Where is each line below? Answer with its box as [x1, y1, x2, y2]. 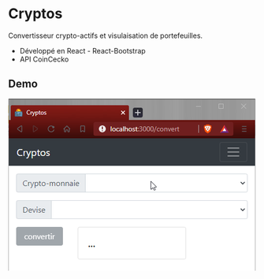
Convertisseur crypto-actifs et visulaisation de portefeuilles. [8, 31, 203, 40]
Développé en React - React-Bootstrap [19, 46, 146, 55]
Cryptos [8, 5, 63, 23]
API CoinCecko [19, 54, 69, 64]
